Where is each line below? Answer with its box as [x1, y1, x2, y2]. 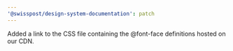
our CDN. [7, 36, 34, 45]
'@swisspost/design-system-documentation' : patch [7, 10, 155, 17]
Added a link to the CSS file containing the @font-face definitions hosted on [7, 29, 226, 38]
